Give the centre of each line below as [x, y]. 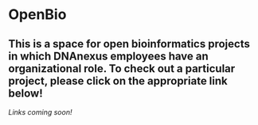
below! [25, 93]
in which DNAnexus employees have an [108, 56]
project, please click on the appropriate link [118, 81]
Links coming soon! [40, 112]
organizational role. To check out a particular [122, 68]
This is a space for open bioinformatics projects [129, 44]
